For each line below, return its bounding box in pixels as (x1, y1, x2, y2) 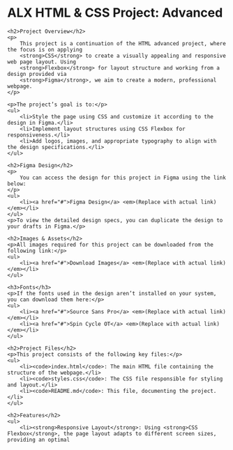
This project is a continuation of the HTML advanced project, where (20, 40, 227, 47)
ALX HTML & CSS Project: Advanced (7, 5, 223, 21)
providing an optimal (7, 436, 70, 443)
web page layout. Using (7, 58, 77, 65)
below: (7, 180, 27, 187)
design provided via (7, 70, 68, 77)
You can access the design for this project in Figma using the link (20, 174, 227, 181)
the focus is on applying (7, 46, 82, 53)
